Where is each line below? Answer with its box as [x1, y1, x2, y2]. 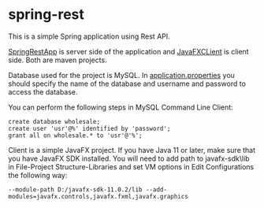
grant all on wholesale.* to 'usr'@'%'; [8, 132, 143, 139]
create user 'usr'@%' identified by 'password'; [8, 124, 171, 132]
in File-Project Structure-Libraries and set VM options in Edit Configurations [8, 162, 255, 171]
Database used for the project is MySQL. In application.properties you [8, 70, 235, 80]
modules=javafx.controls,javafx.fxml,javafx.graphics [8, 192, 189, 200]
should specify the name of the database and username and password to [8, 79, 247, 88]
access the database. [8, 87, 78, 96]
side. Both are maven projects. [8, 55, 108, 65]
